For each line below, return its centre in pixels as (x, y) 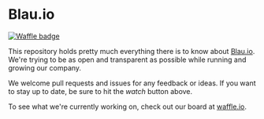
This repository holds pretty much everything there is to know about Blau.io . (132, 51)
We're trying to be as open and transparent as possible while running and (127, 59)
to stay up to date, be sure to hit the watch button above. (100, 91)
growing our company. (45, 67)
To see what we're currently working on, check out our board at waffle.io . (127, 106)
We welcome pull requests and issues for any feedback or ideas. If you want (132, 83)
